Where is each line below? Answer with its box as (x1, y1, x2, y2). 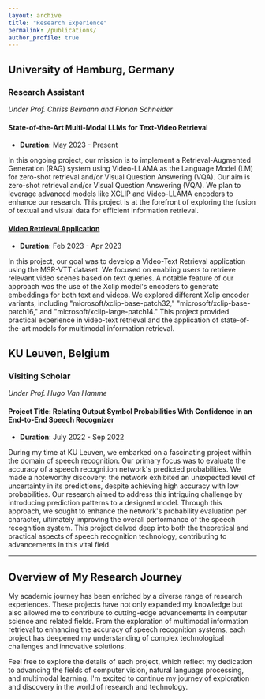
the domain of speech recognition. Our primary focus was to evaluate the (8, 456, 246, 466)
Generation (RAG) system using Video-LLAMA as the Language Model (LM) (8, 163, 254, 174)
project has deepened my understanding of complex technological (8, 633, 225, 643)
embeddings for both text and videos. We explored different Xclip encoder (8, 290, 250, 300)
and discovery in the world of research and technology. (8, 682, 188, 692)
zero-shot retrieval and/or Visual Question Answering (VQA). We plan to (8, 181, 241, 190)
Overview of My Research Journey (8, 570, 183, 584)
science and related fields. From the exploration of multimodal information (8, 617, 248, 626)
